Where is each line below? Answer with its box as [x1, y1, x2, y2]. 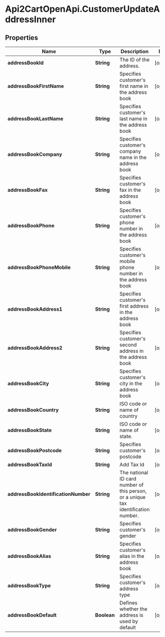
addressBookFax [7, 187, 48, 193]
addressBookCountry [7, 406, 59, 413]
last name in [119, 116, 148, 122]
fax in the [119, 187, 141, 193]
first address [119, 303, 149, 309]
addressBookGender [7, 526, 57, 533]
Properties [5, 33, 38, 42]
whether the [119, 606, 148, 612]
